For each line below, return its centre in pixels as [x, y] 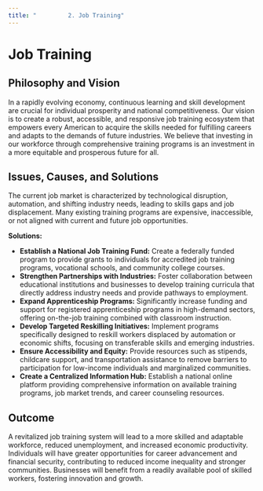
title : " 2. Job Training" [66, 15]
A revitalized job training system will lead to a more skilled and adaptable [126, 437]
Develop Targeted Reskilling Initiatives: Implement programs [119, 326]
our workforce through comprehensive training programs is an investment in [131, 144]
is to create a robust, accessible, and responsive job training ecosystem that [131, 119]
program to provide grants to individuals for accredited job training [127, 259]
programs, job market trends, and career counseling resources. [122, 393]
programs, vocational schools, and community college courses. [122, 268]
